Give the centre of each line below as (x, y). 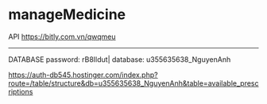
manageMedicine (67, 15)
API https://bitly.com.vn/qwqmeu (62, 37)
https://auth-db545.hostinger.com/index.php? (83, 75)
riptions (21, 91)
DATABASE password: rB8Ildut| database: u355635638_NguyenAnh (120, 59)
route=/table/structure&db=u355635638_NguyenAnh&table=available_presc (133, 83)
